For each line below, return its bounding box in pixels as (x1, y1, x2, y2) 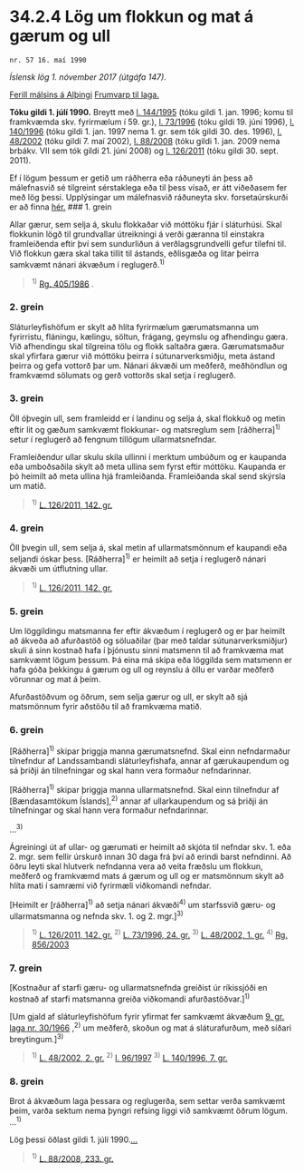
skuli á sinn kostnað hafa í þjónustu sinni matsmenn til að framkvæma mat (9, 645, 284, 656)
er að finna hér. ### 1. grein (9, 201, 112, 212)
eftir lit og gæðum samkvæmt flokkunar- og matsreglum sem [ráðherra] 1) (9, 422, 280, 435)
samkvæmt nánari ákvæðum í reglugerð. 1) (9, 257, 166, 269)
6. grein (9, 723, 43, 736)
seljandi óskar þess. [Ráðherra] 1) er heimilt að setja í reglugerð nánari (9, 552, 267, 564)
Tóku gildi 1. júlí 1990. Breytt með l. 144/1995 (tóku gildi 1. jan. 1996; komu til (9, 106, 294, 117)
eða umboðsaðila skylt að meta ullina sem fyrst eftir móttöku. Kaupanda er (9, 461, 287, 472)
